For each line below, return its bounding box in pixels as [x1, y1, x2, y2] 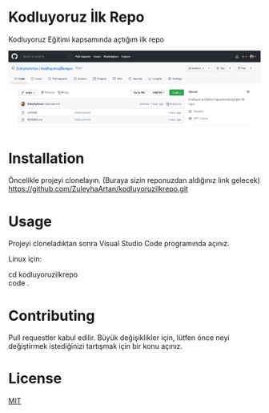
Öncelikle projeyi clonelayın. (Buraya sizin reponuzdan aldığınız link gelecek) [8, 176, 260, 185]
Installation [8, 149, 85, 168]
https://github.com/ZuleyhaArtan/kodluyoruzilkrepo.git [8, 184, 188, 194]
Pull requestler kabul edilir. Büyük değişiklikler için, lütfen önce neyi [8, 333, 230, 342]
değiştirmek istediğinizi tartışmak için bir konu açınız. [8, 342, 183, 351]
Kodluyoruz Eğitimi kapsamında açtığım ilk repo [8, 34, 164, 44]
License [8, 370, 62, 388]
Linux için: [8, 254, 42, 264]
